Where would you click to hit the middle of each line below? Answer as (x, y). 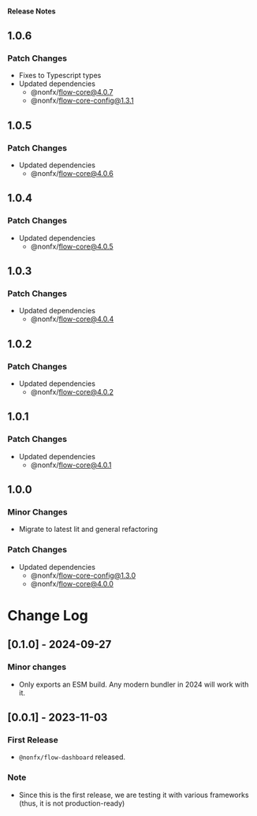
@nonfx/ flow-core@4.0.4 (72, 319)
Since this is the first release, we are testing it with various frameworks (134, 795)
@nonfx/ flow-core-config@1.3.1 (82, 101)
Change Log (48, 615)
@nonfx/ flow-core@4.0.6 (72, 173)
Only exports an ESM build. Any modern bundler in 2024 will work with (134, 684)
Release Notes (32, 11)
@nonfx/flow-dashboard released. (72, 757)
